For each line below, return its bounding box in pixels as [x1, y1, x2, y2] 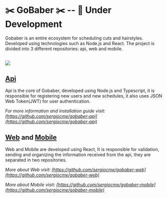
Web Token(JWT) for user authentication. [5, 98, 91, 104]
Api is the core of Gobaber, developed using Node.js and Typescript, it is [5, 87, 155, 93]
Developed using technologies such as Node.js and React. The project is [5, 40, 155, 46]
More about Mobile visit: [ [5, 181, 58, 187]
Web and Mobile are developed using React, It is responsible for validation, [5, 146, 159, 152]
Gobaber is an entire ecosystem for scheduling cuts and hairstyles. [5, 35, 143, 41]
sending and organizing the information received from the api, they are [5, 151, 151, 157]
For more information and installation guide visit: [5, 108, 105, 114]
